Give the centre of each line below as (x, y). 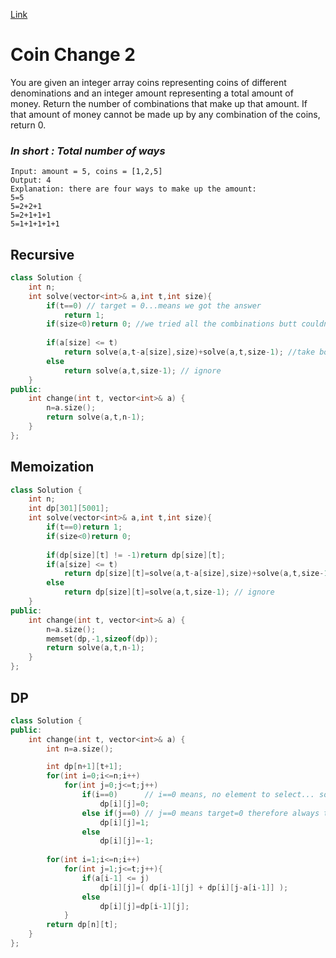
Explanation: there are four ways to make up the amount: (133, 189)
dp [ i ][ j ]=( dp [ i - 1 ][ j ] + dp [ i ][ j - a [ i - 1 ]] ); (194, 887)
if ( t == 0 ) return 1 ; (84, 527)
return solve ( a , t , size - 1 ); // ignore (142, 370)
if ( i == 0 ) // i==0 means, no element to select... (198, 795)
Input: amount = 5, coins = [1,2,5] (86, 172)
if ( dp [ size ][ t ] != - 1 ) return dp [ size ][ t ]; (136, 555)
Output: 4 (31, 180)
